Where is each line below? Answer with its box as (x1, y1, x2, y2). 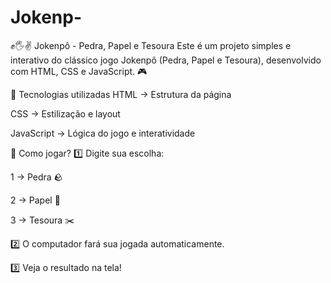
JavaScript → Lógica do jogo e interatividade (10, 127, 196, 139)
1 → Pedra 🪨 (10, 171, 63, 183)
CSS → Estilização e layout (10, 107, 121, 120)
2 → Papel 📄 (10, 194, 61, 206)
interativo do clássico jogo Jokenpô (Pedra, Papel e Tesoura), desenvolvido (10, 54, 322, 66)
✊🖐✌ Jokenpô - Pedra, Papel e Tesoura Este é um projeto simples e (10, 39, 292, 51)
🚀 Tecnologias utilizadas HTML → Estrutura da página (10, 88, 232, 100)
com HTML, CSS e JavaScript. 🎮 (10, 65, 148, 77)
